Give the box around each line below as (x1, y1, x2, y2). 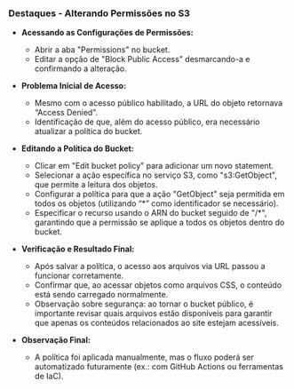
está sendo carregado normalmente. (34, 290, 169, 300)
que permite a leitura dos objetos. (34, 179, 158, 190)
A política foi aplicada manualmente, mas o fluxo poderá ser (34, 352, 255, 362)
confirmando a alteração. (34, 63, 128, 74)
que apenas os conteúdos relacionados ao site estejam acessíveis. (34, 318, 279, 329)
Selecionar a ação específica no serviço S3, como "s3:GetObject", (34, 170, 277, 180)
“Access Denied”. (34, 107, 99, 118)
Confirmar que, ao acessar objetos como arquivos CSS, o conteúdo (34, 280, 282, 290)
